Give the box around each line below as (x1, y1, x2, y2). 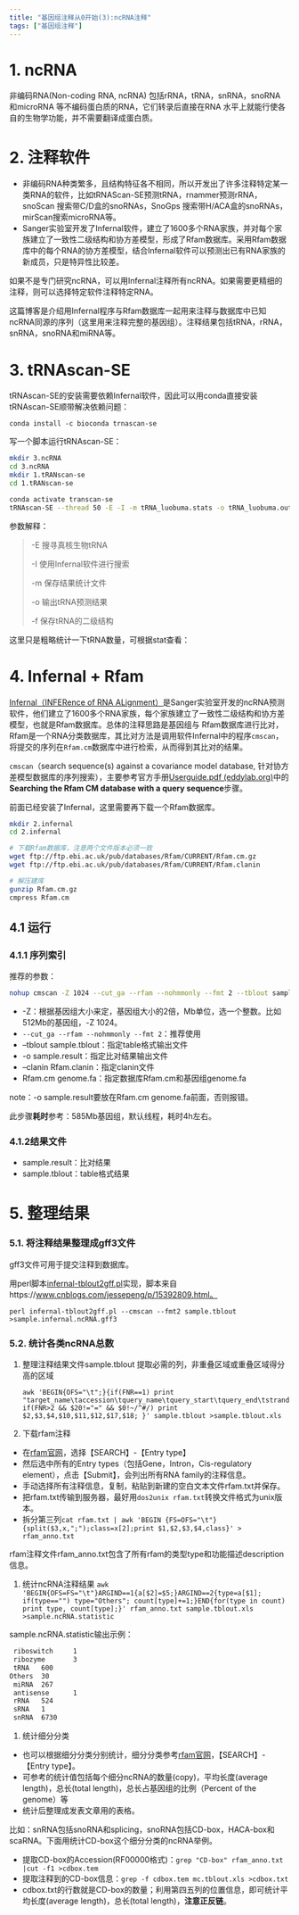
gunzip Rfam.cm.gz (9, 884, 77, 893)
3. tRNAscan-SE (9, 360, 131, 380)
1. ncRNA (9, 60, 77, 80)
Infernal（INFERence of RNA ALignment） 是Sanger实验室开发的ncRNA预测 (9, 697, 285, 708)
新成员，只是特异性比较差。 (21, 256, 125, 268)
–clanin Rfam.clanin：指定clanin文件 (21, 1062, 155, 1073)
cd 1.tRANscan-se (9, 478, 74, 487)
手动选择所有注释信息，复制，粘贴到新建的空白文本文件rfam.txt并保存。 (21, 1480, 286, 1491)
